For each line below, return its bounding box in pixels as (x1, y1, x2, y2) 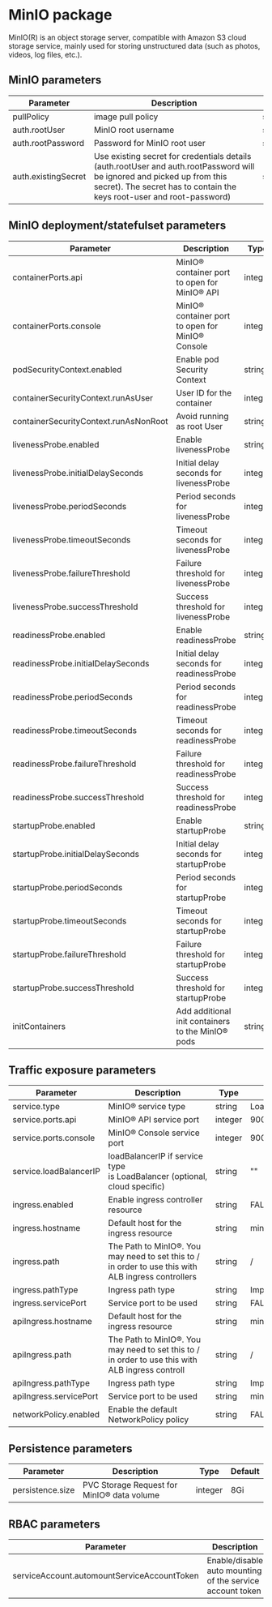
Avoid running (176, 410, 229, 422)
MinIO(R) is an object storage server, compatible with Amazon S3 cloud (8, 32, 247, 42)
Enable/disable (206, 1555, 264, 1566)
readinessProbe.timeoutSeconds (12, 724, 138, 735)
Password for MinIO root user (93, 137, 206, 148)
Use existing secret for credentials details (93, 150, 252, 161)
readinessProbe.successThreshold (12, 791, 144, 803)
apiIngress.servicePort (12, 1391, 99, 1402)
